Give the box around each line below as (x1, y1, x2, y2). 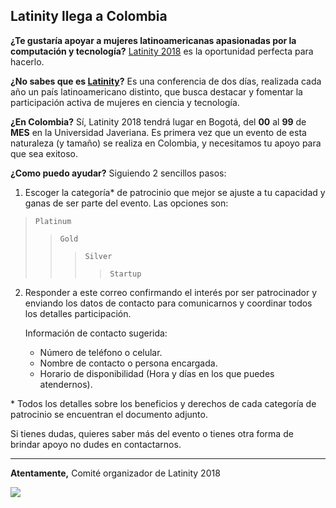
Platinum (34, 216, 72, 226)
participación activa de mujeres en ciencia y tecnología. (10, 96, 240, 108)
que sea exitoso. (10, 147, 78, 159)
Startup (109, 269, 142, 279)
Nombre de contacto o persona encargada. (39, 357, 218, 369)
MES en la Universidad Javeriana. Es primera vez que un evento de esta (10, 126, 307, 138)
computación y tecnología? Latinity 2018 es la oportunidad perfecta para (10, 45, 314, 57)
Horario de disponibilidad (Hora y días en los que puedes (39, 367, 275, 379)
